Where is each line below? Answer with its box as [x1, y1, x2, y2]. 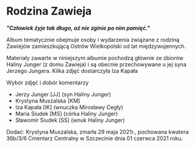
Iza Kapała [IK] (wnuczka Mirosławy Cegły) [15, 103, 124, 110]
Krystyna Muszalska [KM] [15, 97, 80, 104]
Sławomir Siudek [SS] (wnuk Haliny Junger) [15, 116, 125, 124]
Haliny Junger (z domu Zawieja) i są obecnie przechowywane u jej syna [6, 61, 187, 68]
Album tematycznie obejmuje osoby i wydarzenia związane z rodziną [6, 36, 180, 43]
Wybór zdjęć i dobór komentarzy [6, 79, 89, 86]
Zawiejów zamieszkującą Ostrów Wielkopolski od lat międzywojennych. [6, 42, 186, 50]
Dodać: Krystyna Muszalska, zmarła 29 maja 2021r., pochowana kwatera [6, 128, 189, 135]
